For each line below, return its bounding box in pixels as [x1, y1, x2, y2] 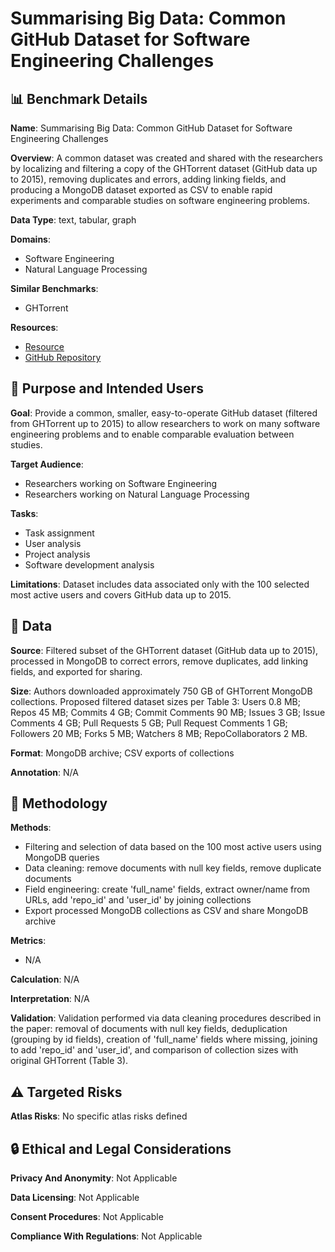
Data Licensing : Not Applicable [10, 1192, 140, 1204]
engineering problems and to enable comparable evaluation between [10, 428, 295, 440]
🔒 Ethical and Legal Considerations [10, 1140, 232, 1157]
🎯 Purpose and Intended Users [10, 380, 204, 397]
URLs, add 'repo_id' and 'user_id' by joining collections [24, 894, 252, 906]
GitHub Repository [24, 352, 102, 363]
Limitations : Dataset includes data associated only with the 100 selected [10, 578, 310, 590]
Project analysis [24, 548, 91, 560]
